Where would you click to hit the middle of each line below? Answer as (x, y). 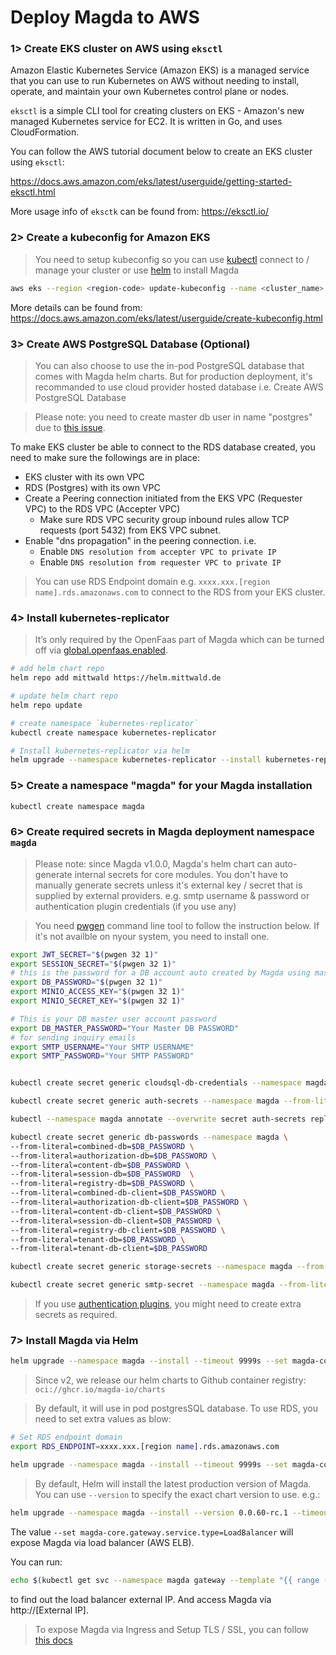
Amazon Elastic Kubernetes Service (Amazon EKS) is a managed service (160, 70)
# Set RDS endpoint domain (66, 1437)
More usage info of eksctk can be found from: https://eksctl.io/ (140, 212)
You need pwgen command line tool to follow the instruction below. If (177, 925)
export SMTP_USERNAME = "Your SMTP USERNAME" (102, 1047)
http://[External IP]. (49, 1610)
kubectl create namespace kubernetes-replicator (113, 732)
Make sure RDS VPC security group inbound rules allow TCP (164, 519)
